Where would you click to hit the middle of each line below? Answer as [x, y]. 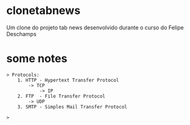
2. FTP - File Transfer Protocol [61, 96]
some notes [37, 59]
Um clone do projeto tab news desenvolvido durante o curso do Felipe [95, 27]
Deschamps [21, 34]
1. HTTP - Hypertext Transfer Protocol [68, 80]
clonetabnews [44, 11]
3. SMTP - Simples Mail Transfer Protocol [72, 107]
